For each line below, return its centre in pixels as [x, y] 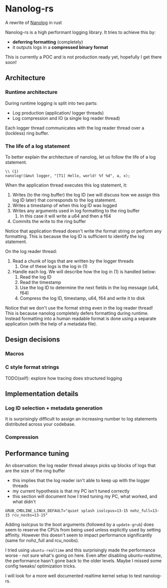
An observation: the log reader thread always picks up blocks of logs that [81, 465]
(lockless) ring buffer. [27, 133]
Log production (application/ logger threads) [58, 112]
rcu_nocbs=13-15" [30, 515]
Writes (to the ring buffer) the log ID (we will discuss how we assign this [86, 194]
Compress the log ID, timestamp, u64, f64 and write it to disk [83, 298]
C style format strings [32, 367]
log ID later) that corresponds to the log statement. [64, 200]
